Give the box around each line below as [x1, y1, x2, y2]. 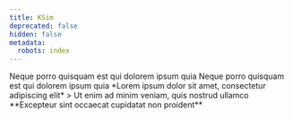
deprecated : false [9, 21, 78, 30]
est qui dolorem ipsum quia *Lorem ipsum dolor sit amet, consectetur [9, 81, 266, 91]
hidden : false [9, 30, 63, 38]
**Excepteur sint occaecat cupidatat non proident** [9, 99, 203, 110]
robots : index [17, 47, 70, 55]
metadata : [9, 38, 47, 47]
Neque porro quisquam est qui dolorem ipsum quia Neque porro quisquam [9, 71, 285, 81]
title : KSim [9, 13, 54, 22]
